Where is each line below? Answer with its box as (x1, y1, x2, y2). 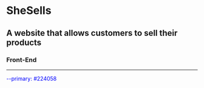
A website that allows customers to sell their (6, 28, 178, 38)
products (6, 37, 42, 47)
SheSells (6, 4, 52, 18)
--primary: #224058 (6, 75, 57, 82)
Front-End (6, 55, 37, 64)
